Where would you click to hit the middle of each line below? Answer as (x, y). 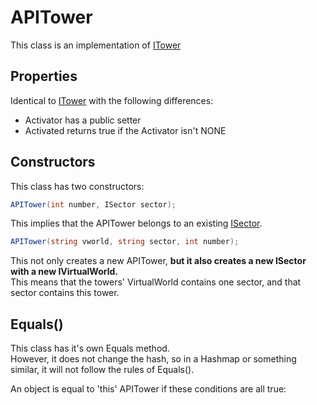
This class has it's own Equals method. (90, 348)
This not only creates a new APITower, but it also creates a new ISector (158, 261)
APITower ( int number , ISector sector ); (93, 204)
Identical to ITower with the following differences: (112, 100)
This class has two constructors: (77, 186)
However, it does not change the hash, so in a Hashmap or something (153, 359)
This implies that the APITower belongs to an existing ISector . (136, 223)
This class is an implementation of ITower (96, 45)
